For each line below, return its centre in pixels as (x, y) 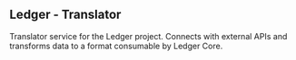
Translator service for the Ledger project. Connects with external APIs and (148, 36)
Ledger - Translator (65, 15)
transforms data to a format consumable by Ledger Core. (116, 46)
